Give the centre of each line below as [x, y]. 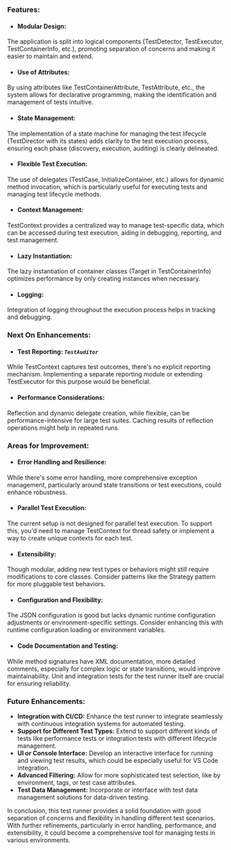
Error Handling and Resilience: [62, 462]
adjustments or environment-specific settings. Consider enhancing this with [115, 623]
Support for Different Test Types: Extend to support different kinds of [117, 731]
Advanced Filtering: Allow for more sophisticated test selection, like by [119, 775]
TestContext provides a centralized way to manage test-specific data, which [116, 225]
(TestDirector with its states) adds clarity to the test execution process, [108, 141]
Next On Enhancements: [49, 335]
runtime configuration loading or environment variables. [86, 630]
